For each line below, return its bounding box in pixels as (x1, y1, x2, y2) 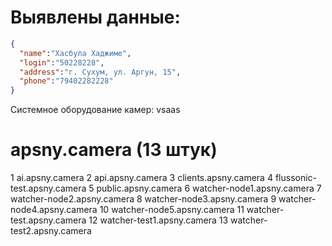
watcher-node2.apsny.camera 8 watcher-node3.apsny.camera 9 (10, 193, 277, 205)
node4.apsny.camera (10, 204, 98, 216)
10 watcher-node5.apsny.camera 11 (99, 204, 245, 216)
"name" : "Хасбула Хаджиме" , (19, 48, 132, 58)
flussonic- (274, 172, 318, 184)
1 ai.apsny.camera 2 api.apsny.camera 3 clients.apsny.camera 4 (10, 172, 273, 184)
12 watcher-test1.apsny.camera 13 (88, 214, 229, 226)
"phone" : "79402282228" (19, 76, 114, 86)
